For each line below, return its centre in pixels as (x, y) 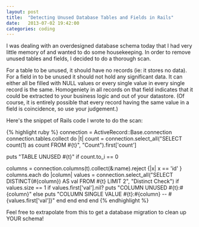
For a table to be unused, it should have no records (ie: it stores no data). (96, 71)
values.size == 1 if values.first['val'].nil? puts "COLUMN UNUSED (87, 188)
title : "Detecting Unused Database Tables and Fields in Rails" (90, 18)
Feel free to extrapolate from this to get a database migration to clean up (96, 213)
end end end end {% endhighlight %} (103, 200)
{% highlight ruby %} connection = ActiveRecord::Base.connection (89, 132)
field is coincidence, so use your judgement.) (62, 109)
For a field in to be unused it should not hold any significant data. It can (94, 77)
